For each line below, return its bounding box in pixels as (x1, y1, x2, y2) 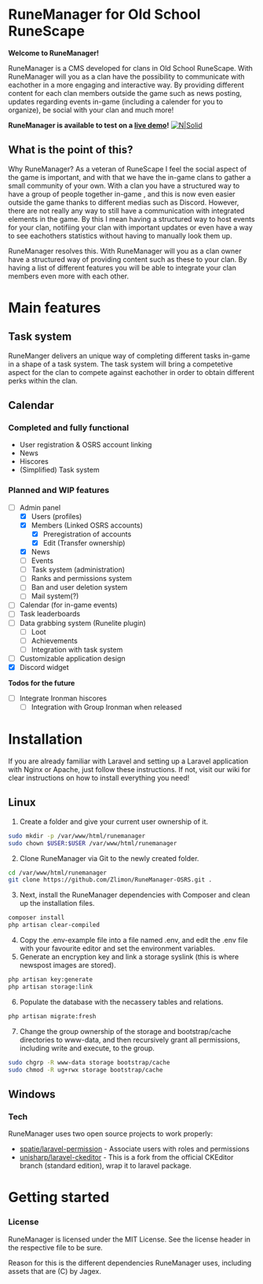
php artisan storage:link (8, 983, 93, 991)
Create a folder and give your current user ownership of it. (19, 816, 209, 826)
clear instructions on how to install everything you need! (8, 773, 190, 782)
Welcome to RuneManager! (8, 48, 100, 57)
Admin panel (19, 502, 61, 512)
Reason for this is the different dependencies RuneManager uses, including (8, 1258, 252, 1267)
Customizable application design (19, 653, 126, 663)
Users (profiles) (31, 511, 82, 521)
